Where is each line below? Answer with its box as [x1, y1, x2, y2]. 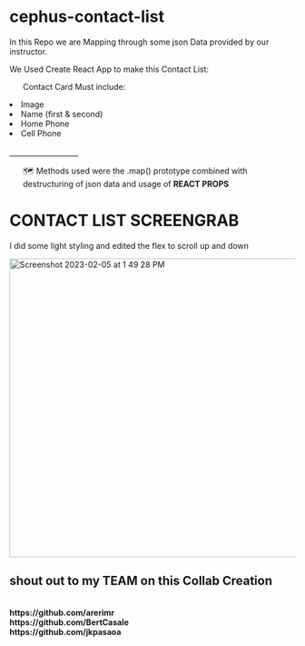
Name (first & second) [21, 108, 103, 119]
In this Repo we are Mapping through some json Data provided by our [9, 36, 270, 47]
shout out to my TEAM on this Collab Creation [9, 573, 272, 589]
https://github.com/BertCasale [9, 616, 130, 628]
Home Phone [21, 118, 70, 129]
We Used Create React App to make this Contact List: [9, 64, 210, 75]
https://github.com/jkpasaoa [9, 626, 122, 637]
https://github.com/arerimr [9, 607, 115, 618]
